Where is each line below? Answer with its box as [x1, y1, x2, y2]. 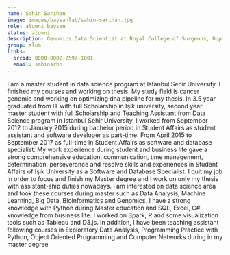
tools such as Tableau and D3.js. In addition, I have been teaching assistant [7, 218, 219, 226]
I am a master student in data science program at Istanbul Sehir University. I [7, 80, 221, 88]
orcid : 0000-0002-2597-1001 [13, 55, 94, 62]
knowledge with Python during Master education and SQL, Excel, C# [7, 204, 201, 212]
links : [7, 49, 26, 56]
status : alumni [7, 29, 51, 36]
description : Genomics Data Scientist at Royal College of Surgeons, [7, 36, 210, 42]
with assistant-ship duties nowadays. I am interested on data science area [7, 182, 216, 190]
